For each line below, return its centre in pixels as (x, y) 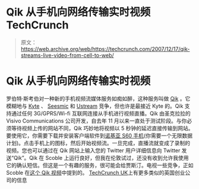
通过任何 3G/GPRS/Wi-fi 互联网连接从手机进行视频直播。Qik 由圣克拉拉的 (101, 113)
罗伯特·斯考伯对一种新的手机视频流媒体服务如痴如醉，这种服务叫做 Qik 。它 (98, 98)
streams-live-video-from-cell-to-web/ (67, 55)
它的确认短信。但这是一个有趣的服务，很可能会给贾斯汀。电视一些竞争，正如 (100, 165)
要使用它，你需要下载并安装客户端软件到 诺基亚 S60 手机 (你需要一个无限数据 (99, 135)
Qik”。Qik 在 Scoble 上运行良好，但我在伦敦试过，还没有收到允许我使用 (101, 158)
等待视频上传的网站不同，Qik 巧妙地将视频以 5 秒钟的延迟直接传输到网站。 (102, 128)
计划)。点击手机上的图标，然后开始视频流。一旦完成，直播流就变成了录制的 (98, 143)
